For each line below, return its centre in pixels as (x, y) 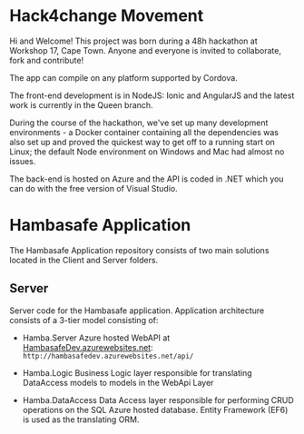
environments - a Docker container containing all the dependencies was (144, 132)
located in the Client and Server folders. (84, 260)
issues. (23, 161)
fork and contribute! (47, 60)
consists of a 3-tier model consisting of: (84, 320)
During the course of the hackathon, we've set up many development (139, 123)
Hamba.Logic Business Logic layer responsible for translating (137, 372)
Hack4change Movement (107, 16)
